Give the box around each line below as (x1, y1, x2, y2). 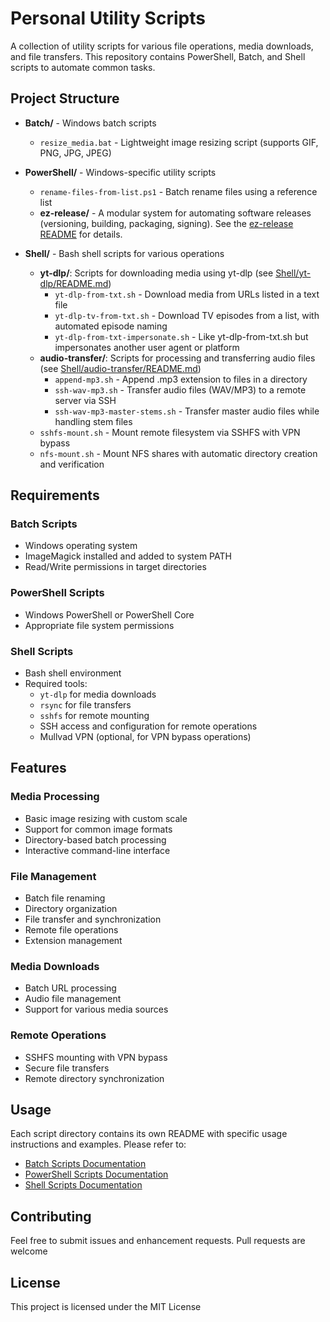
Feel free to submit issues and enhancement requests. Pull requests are (10, 1235, 306, 1247)
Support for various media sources (24, 1003, 169, 1016)
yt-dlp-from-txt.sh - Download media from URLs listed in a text (54, 288, 320, 300)
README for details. (39, 228, 123, 240)
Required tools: (24, 678, 88, 690)
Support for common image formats (24, 823, 173, 835)
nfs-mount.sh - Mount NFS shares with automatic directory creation (39, 447, 318, 459)
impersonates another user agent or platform (54, 341, 240, 353)
